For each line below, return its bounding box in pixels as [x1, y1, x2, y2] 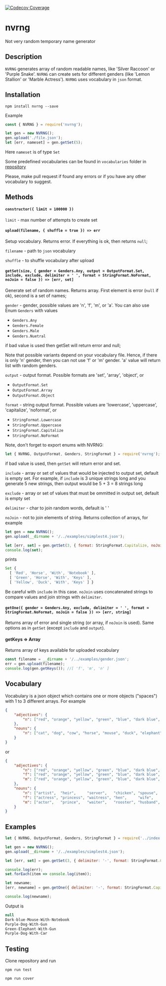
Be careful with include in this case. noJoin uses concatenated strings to [5, 588, 153, 594]
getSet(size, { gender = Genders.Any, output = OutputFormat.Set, [5, 269, 145, 274]
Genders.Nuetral [12, 334, 46, 339]
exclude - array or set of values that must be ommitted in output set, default [5, 490, 159, 496]
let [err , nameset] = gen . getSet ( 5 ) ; [5, 140, 83, 145]
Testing [5, 944, 29, 953]
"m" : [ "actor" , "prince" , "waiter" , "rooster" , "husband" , [23, 800, 161, 805]
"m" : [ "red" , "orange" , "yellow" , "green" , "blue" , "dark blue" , [23, 777, 161, 782]
